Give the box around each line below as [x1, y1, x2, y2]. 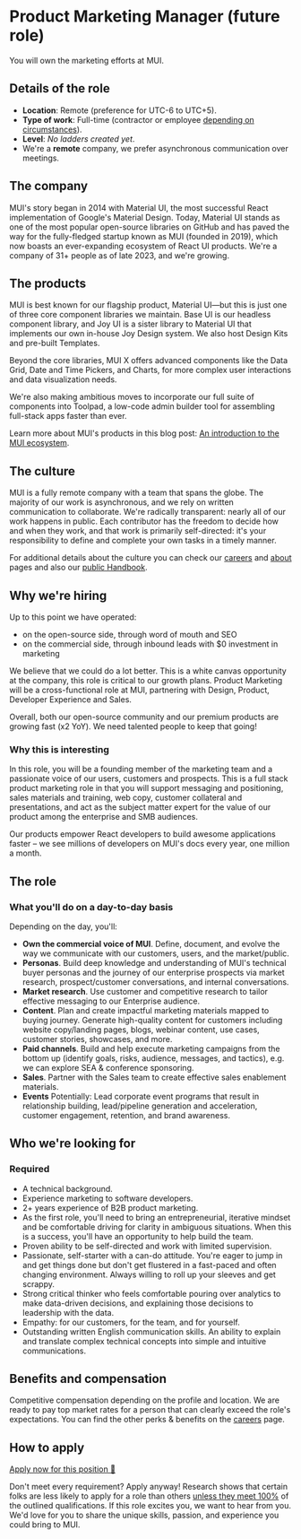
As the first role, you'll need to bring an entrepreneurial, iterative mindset [21, 1212, 291, 1222]
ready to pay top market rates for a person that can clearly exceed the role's [9, 1404, 291, 1415]
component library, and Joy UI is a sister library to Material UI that [9, 318, 253, 329]
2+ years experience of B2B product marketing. [21, 1202, 199, 1213]
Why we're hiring [9, 587, 107, 603]
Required [9, 1163, 50, 1176]
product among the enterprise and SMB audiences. [9, 812, 199, 822]
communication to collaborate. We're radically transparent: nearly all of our [9, 507, 287, 517]
